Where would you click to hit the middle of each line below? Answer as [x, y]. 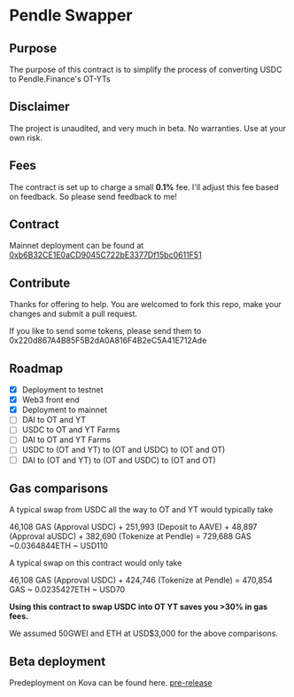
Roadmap [36, 368]
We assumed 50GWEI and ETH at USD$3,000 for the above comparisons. [144, 634]
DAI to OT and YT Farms [66, 440]
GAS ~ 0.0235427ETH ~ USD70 [67, 590]
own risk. [26, 138]
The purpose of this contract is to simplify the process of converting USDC [146, 69]
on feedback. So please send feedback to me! [93, 196]
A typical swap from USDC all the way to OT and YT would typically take [141, 510]
